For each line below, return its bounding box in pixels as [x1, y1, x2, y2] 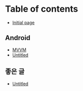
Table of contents [5, 3, 79, 15]
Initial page [12, 20, 35, 25]
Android [5, 34, 30, 42]
